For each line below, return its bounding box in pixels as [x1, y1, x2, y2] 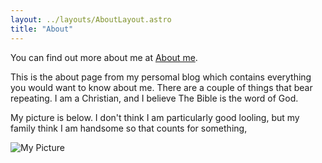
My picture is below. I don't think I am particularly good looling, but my [10, 111, 300, 123]
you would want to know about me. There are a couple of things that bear [10, 81, 313, 93]
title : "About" [10, 24, 74, 34]
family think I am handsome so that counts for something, [10, 122, 248, 134]
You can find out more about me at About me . [10, 51, 198, 63]
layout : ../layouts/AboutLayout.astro [10, 14, 172, 25]
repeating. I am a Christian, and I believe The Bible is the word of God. [10, 92, 299, 104]
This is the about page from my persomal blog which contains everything [10, 71, 312, 83]
